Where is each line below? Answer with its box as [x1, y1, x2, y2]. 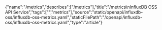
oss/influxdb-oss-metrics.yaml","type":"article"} [5, 19, 103, 25]
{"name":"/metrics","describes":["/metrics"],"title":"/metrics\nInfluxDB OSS [5, 4, 158, 10]
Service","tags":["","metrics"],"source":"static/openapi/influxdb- [13, 9, 143, 15]
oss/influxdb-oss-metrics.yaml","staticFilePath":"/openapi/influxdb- [5, 15, 143, 20]
